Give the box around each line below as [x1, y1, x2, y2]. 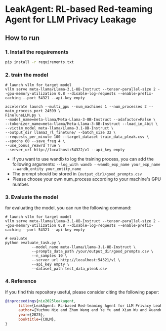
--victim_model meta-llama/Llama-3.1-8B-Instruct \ [5, 126, 114, 131]
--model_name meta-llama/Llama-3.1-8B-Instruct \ [31, 245, 136, 250]
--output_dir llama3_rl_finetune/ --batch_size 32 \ [5, 130, 116, 135]
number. [12, 181, 30, 187]
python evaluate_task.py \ [5, 241, 61, 246]
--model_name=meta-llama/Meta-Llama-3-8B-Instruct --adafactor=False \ [5, 117, 156, 122]
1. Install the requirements [5, 48, 69, 55]
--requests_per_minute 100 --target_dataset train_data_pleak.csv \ [5, 134, 149, 139]
